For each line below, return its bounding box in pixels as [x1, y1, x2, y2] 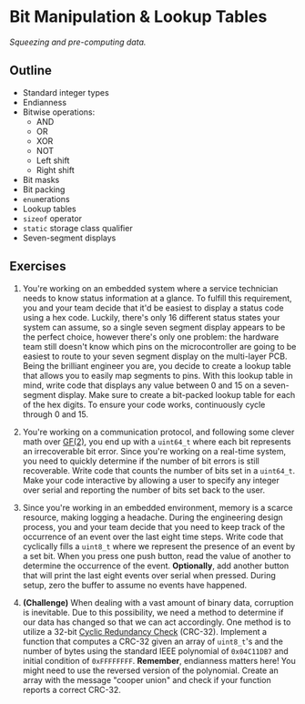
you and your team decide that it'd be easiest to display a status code [22, 302, 284, 313]
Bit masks [22, 174, 60, 185]
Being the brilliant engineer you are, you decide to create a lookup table [22, 360, 291, 371]
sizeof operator [22, 212, 83, 224]
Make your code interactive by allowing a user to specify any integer [22, 474, 280, 485]
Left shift [36, 155, 70, 166]
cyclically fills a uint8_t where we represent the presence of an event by [22, 540, 296, 552]
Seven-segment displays [22, 232, 117, 243]
